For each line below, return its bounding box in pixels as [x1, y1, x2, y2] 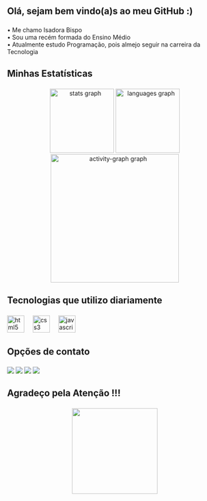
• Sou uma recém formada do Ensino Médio [7, 34, 131, 42]
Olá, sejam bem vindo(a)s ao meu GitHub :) [7, 5, 193, 17]
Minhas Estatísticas [7, 68, 93, 79]
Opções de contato [7, 346, 90, 358]
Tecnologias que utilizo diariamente [7, 294, 163, 307]
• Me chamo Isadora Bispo [7, 26, 83, 34]
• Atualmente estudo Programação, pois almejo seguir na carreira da [7, 40, 201, 49]
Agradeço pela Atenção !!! [7, 387, 121, 399]
